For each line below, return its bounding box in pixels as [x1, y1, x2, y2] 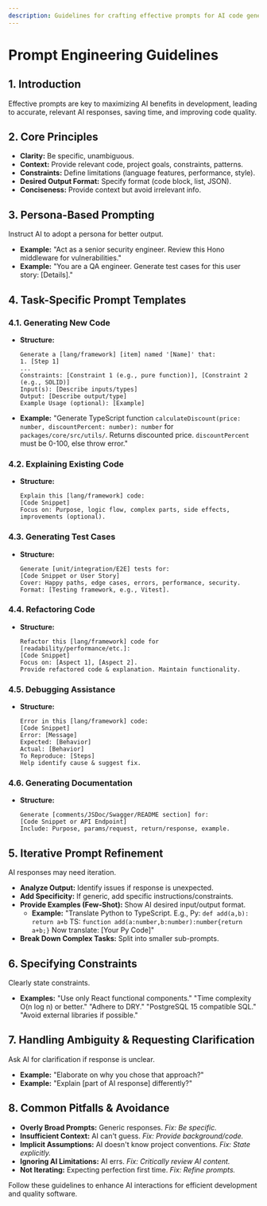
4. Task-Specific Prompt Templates [8, 293, 187, 306]
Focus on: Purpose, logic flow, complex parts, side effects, [19, 506, 230, 514]
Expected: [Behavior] [19, 738, 91, 747]
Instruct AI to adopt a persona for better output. [8, 229, 164, 239]
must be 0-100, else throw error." [19, 439, 129, 448]
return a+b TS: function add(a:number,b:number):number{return [31, 917, 243, 927]
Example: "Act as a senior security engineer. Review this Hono [19, 244, 225, 255]
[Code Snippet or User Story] [19, 572, 121, 580]
